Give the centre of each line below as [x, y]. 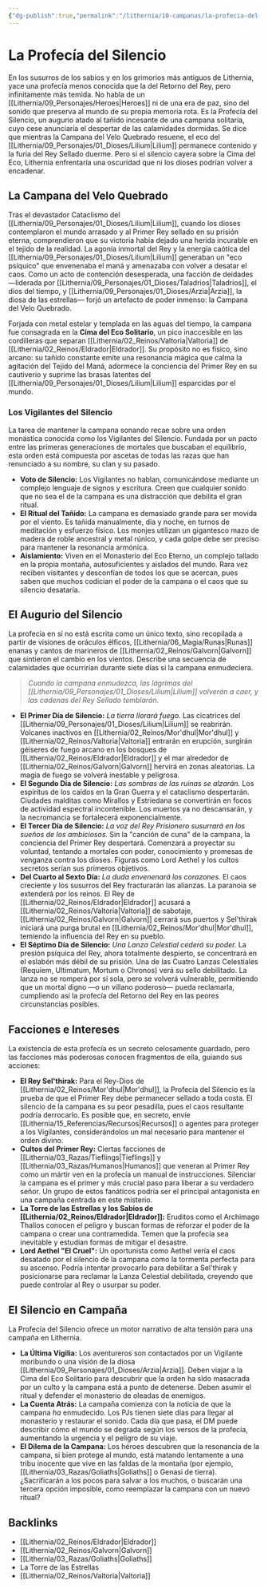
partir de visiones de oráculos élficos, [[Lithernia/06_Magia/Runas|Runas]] [130, 642]
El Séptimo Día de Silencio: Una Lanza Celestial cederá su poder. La [133, 945]
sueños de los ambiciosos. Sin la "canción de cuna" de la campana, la [135, 835]
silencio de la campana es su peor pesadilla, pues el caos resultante [132, 1106]
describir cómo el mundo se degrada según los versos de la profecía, [134, 1430]
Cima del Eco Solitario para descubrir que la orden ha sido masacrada [134, 1379]
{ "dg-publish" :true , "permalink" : [64, 16]
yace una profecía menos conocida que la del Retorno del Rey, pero [120, 85]
